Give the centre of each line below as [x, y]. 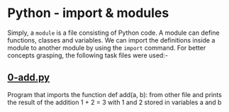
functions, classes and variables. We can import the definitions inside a [111, 40]
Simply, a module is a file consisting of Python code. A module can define [113, 33]
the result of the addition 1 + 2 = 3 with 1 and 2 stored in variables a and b [114, 102]
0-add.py [29, 78]
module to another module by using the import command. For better [107, 47]
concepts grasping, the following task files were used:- [88, 55]
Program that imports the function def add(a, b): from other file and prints [114, 94]
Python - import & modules [88, 13]
